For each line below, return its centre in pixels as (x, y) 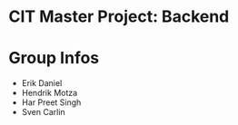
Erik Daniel (42, 83)
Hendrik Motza (50, 93)
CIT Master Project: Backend (119, 17)
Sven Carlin (43, 112)
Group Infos (54, 58)
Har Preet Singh (51, 102)
